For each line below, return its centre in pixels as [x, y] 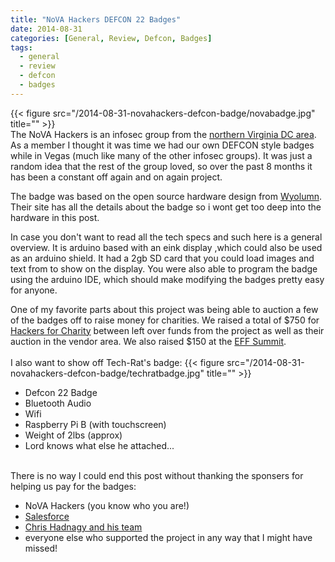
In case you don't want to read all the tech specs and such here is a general [166, 237]
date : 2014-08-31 [46, 29]
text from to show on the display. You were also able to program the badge [164, 268]
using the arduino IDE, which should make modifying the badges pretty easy [167, 279]
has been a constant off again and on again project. [116, 177]
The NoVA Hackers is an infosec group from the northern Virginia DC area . [163, 134]
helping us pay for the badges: [73, 486]
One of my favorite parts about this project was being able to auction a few [164, 309]
